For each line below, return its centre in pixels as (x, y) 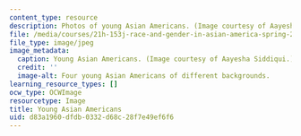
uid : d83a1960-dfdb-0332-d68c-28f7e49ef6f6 (92, 117)
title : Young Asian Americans (66, 109)
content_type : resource (54, 17)
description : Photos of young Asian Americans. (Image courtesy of (138, 26)
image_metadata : (39, 51)
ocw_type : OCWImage (46, 92)
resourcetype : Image (48, 101)
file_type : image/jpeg (52, 42)
